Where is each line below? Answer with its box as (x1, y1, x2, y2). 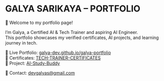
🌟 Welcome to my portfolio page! (5, 19, 73, 25)
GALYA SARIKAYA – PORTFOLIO (5, 3, 140, 14)
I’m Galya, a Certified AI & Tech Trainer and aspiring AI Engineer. (5, 29, 138, 35)
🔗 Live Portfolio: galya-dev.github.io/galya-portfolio (5, 49, 111, 55)
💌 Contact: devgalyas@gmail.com (5, 69, 75, 75)
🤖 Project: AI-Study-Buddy (5, 60, 60, 66)
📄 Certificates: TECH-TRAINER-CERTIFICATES (5, 54, 101, 60)
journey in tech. (5, 39, 38, 45)
